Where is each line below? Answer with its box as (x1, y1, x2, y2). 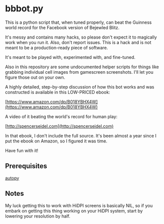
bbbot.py (5, 3, 43, 14)
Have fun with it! (5, 147, 38, 153)
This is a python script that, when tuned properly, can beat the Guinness (5, 19, 152, 25)
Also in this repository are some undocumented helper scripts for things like (5, 64, 159, 70)
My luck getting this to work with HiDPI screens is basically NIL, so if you (5, 202, 153, 208)
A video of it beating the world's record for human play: (5, 113, 118, 119)
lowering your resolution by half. (5, 213, 70, 219)
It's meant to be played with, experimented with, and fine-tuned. (5, 54, 135, 60)
